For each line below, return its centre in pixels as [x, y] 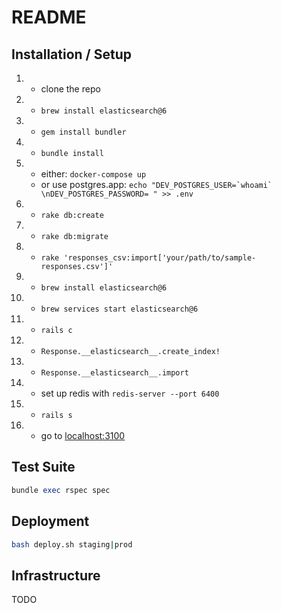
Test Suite [43, 467]
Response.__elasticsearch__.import [114, 373]
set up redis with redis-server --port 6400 [130, 393]
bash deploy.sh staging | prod [72, 544]
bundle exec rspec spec [61, 490]
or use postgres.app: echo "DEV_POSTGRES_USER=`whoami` [156, 184]
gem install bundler [83, 132]
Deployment [50, 521]
